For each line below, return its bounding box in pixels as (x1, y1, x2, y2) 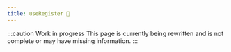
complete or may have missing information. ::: (7, 36, 138, 45)
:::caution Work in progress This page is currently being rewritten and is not (7, 29, 224, 37)
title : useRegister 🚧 (7, 10, 70, 17)
